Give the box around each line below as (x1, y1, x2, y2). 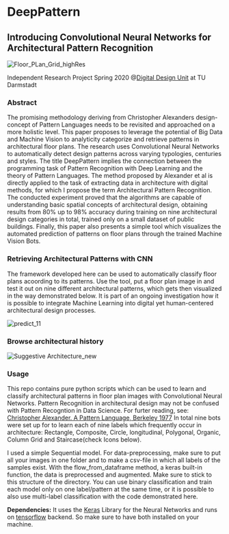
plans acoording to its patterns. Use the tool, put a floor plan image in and (7, 277, 215, 285)
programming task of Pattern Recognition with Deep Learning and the (7, 164, 203, 173)
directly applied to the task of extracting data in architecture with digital (7, 179, 208, 187)
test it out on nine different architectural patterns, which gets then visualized (7, 284, 222, 292)
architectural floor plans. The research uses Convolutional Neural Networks (7, 142, 220, 151)
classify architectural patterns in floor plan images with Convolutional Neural (7, 392, 222, 400)
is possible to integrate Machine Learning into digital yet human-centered (7, 298, 214, 307)
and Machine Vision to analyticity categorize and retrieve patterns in (7, 135, 200, 144)
